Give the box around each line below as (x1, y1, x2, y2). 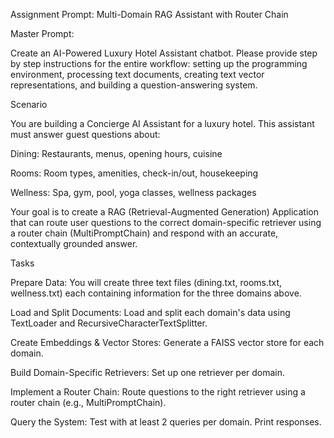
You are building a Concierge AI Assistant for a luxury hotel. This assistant (10, 118, 315, 129)
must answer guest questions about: (10, 129, 161, 140)
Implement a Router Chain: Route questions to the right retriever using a (10, 386, 306, 398)
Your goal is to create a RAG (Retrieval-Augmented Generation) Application (10, 206, 319, 218)
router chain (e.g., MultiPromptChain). (10, 397, 167, 408)
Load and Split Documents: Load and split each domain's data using (10, 307, 291, 318)
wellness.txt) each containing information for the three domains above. (10, 287, 302, 299)
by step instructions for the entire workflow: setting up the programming (10, 58, 308, 69)
